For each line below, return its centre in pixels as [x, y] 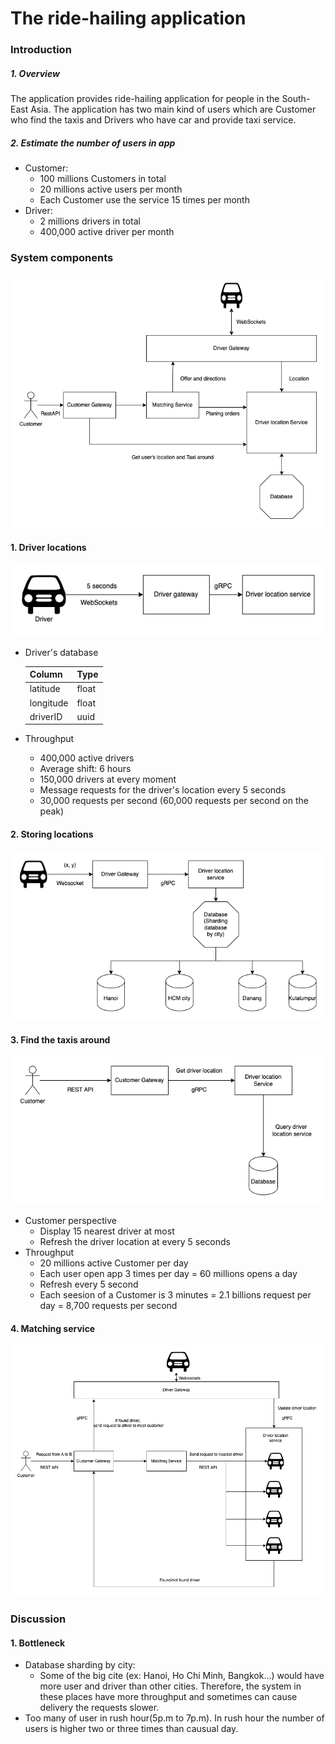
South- [296, 99]
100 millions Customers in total [103, 179]
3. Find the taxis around [60, 1039]
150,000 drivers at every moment [108, 779]
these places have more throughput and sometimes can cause [168, 1697]
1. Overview [35, 73]
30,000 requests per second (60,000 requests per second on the [174, 801]
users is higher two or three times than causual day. [131, 1729]
